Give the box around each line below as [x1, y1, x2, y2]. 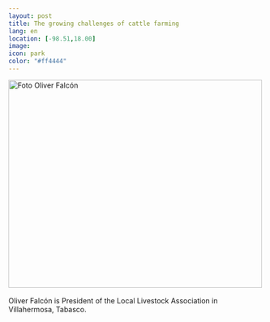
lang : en [8, 27, 38, 35]
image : [8, 42, 31, 50]
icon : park [8, 49, 45, 58]
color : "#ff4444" [8, 58, 67, 66]
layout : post [8, 11, 53, 20]
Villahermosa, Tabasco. [8, 304, 87, 314]
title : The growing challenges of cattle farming [8, 19, 180, 28]
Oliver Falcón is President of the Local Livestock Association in [8, 295, 218, 305]
